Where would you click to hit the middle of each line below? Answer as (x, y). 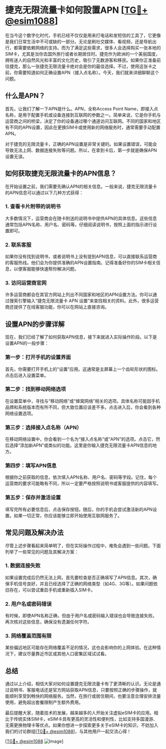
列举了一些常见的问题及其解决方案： (42, 552)
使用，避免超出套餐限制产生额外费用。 (44, 702)
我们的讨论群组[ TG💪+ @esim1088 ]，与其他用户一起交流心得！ (68, 732)
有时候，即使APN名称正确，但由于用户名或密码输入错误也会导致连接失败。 (81, 616)
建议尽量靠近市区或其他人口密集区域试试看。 (63, 654)
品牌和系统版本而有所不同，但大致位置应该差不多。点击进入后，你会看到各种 (83, 407)
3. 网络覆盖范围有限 (28, 636)
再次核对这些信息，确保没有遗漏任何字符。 (48, 622)
